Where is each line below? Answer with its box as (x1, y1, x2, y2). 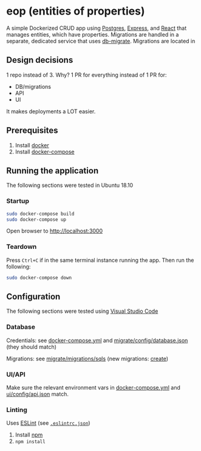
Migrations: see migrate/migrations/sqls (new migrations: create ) (6, 355, 169, 362)
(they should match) (6, 343, 56, 351)
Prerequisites (6, 125, 58, 136)
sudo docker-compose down (6, 274, 72, 281)
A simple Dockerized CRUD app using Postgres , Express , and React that (6, 24, 187, 32)
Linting (6, 405, 27, 414)
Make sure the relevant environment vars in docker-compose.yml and (6, 384, 180, 391)
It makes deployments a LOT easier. (6, 108, 96, 115)
